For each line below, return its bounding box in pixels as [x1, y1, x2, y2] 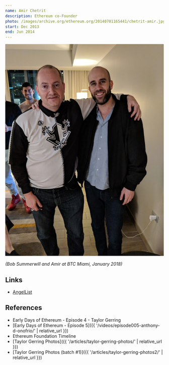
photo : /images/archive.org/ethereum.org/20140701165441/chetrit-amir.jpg [5, 19, 165, 24]
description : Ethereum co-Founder [5, 13, 78, 19]
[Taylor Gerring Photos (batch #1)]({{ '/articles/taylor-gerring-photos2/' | [12, 349, 163, 355]
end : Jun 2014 [5, 29, 35, 35]
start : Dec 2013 [5, 24, 39, 29]
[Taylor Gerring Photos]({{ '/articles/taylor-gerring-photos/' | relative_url [12, 338, 162, 344]
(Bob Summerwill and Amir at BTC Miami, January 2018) [5, 261, 123, 267]
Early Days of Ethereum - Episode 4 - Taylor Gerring [12, 317, 121, 323]
